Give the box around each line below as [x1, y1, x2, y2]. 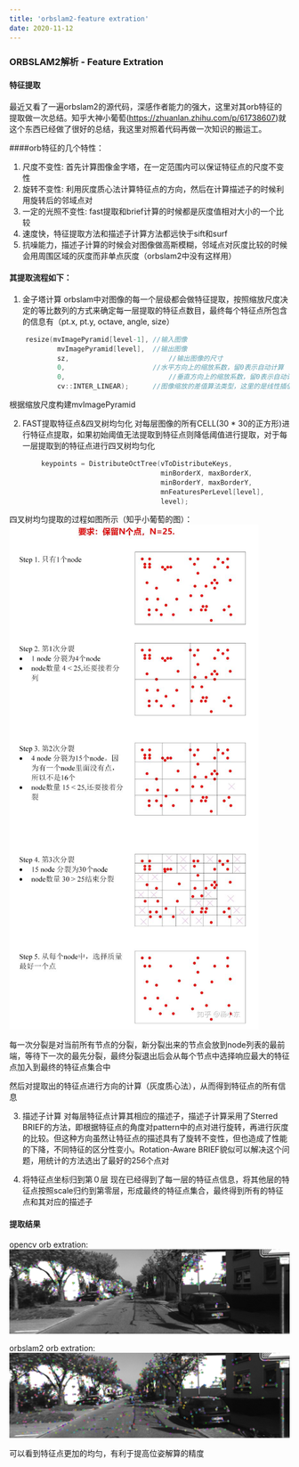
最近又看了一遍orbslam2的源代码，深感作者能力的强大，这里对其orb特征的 [9, 101, 283, 111]
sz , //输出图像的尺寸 [56, 354, 223, 363]
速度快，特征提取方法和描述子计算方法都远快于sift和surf [21, 228, 229, 239]
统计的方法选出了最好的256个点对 [45, 1155, 170, 1166]
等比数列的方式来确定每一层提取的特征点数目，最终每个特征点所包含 [37, 305, 287, 315]
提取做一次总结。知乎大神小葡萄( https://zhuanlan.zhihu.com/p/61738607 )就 [9, 112, 287, 123]
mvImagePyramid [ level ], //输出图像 [56, 344, 188, 354]
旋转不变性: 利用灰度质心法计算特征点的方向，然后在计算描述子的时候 [21, 183, 277, 194]
